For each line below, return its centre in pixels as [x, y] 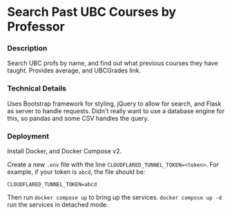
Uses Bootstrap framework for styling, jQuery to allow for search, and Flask [114, 104]
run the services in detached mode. [58, 205]
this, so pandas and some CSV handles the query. [78, 118]
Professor [36, 27]
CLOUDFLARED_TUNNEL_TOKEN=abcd [52, 185]
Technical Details [37, 88]
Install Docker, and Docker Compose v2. [65, 151]
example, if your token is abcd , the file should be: [76, 172]
